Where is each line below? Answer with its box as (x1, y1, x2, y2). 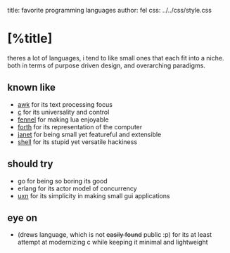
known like (7, 82, 56, 93)
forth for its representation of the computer (17, 122, 143, 131)
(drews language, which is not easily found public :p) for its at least (17, 231, 212, 239)
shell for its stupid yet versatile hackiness (17, 137, 138, 146)
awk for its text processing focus (17, 100, 113, 108)
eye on (7, 212, 37, 223)
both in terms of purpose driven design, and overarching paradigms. (7, 61, 206, 70)
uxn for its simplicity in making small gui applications (17, 191, 170, 200)
